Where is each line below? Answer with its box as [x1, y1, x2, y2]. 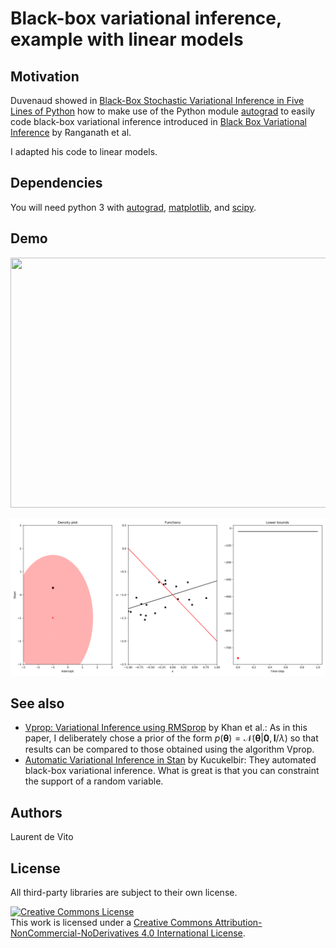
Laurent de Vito [10, 831, 74, 843]
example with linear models [10, 28, 244, 51]
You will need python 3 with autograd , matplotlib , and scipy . [10, 201, 257, 213]
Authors [10, 804, 63, 821]
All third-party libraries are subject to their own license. [10, 887, 238, 899]
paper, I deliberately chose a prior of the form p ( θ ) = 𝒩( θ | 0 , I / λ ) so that [24, 732, 319, 744]
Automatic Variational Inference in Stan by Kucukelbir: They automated [24, 754, 317, 766]
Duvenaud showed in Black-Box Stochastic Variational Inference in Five [10, 95, 305, 106]
